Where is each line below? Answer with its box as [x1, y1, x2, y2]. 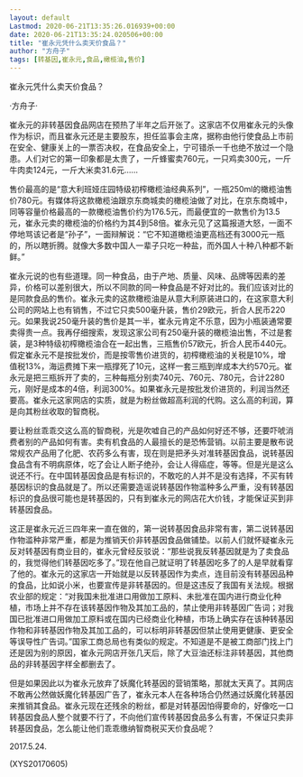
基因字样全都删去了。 [40, 659, 120, 669]
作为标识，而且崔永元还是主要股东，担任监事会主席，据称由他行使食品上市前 [9, 131, 294, 141]
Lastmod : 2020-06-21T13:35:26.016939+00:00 [9, 22, 176, 31]
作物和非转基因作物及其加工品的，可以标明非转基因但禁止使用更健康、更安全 [9, 624, 294, 635]
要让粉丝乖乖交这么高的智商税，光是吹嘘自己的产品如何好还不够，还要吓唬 [9, 425, 286, 436]
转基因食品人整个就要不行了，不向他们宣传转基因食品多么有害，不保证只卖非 [9, 712, 294, 722]
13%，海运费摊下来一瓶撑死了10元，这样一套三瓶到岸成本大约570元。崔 [24, 361, 293, 371]
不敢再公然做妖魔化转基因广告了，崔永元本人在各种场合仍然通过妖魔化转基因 [9, 689, 294, 699]
